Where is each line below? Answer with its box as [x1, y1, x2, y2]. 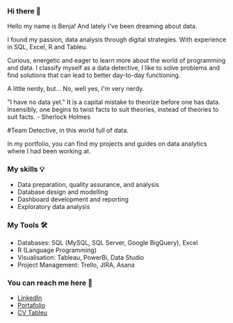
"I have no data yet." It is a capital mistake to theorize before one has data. [7, 98, 220, 106]
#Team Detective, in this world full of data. [7, 126, 129, 135]
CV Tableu [17, 308, 47, 317]
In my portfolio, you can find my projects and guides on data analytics [7, 140, 207, 148]
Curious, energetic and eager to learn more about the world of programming [7, 56, 226, 65]
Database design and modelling [17, 188, 109, 196]
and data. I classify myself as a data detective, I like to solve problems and [7, 64, 220, 72]
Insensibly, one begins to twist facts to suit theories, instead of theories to [7, 106, 219, 114]
